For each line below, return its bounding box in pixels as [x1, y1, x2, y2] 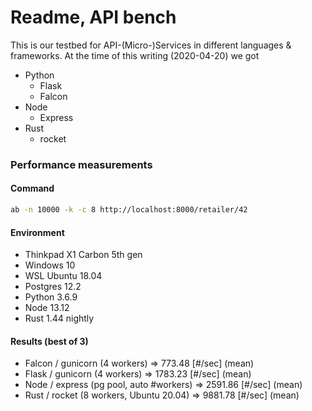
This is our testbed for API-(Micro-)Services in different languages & [10, 39, 292, 51]
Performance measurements [10, 157, 153, 171]
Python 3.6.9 [24, 291, 78, 303]
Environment [10, 226, 65, 238]
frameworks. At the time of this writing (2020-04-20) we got [10, 49, 260, 61]
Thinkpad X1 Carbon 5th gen [24, 249, 143, 261]
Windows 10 [24, 259, 76, 271]
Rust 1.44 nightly [24, 312, 95, 325]
